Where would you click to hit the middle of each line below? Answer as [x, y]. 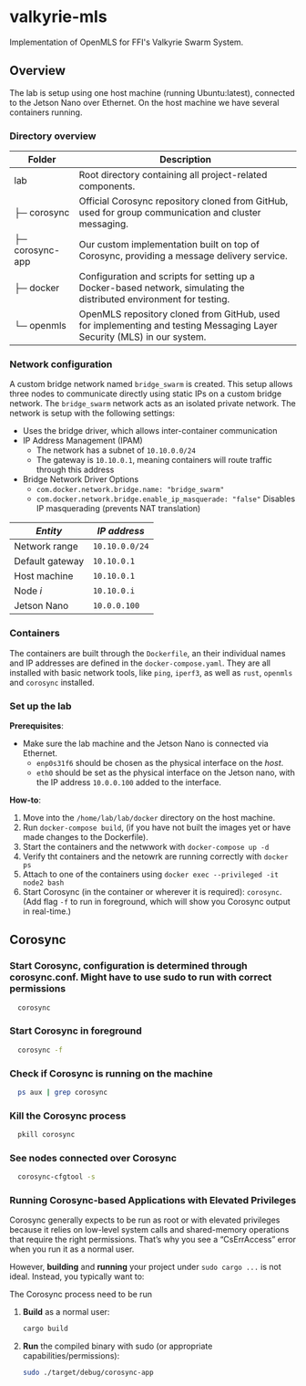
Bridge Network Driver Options [81, 479]
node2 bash [43, 883]
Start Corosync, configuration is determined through [128, 966]
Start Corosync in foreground [76, 1031]
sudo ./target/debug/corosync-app [88, 1373]
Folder [42, 160]
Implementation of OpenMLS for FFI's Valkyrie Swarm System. [127, 42]
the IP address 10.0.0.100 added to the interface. [128, 782]
